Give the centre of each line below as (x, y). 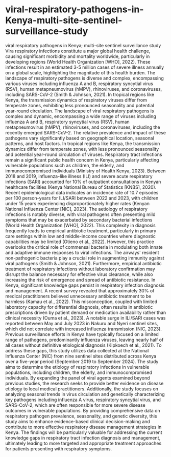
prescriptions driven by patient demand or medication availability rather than (86, 312)
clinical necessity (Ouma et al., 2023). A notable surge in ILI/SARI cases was (86, 318)
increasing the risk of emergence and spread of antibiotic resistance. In (80, 280)
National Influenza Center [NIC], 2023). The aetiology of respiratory (77, 209)
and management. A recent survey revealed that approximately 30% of (80, 290)
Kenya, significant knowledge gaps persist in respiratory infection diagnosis (85, 285)
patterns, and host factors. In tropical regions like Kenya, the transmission (83, 143)
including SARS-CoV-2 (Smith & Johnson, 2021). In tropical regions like (80, 94)
